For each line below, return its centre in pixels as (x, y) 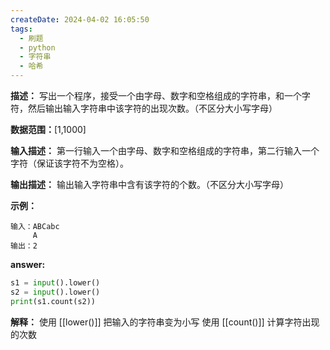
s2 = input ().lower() (55, 292)
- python (37, 47)
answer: (28, 264)
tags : (21, 29)
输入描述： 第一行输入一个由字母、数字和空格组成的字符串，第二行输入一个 (165, 150)
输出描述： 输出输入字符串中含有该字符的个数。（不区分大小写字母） (149, 184)
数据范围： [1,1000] (48, 129)
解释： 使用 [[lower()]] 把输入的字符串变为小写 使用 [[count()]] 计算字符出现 (165, 322)
